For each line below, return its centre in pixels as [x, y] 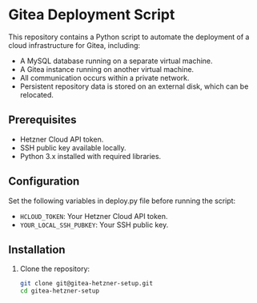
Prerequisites [42, 120]
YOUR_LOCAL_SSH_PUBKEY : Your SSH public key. [94, 225]
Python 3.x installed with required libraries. [90, 156]
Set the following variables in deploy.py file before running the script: [122, 201]
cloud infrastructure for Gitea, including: [74, 45]
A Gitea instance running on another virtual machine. [107, 69]
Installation [37, 249]
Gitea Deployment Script [92, 15]
